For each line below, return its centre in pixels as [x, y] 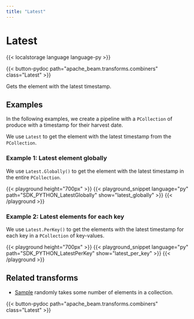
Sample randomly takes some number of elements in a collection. [94, 292]
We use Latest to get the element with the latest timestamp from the [89, 137]
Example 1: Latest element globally [57, 158]
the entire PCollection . [34, 177]
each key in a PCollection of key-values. [55, 235]
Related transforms [42, 278]
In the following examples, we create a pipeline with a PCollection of [89, 119]
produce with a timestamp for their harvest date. [65, 125]
